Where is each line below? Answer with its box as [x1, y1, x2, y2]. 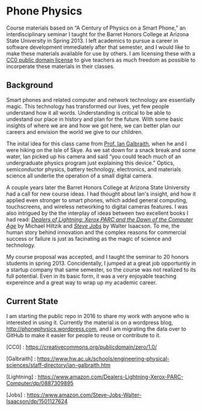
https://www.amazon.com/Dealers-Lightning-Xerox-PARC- [37, 373, 184, 380]
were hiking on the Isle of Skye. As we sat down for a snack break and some [6, 146, 196, 153]
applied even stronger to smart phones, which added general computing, [6, 196, 188, 203]
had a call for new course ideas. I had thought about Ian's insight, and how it [6, 190, 196, 197]
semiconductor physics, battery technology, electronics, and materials [6, 165, 181, 173]
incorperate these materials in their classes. [6, 62, 115, 70]
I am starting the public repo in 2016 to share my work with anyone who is [6, 312, 190, 319]
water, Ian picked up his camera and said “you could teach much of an [6, 153, 181, 160]
